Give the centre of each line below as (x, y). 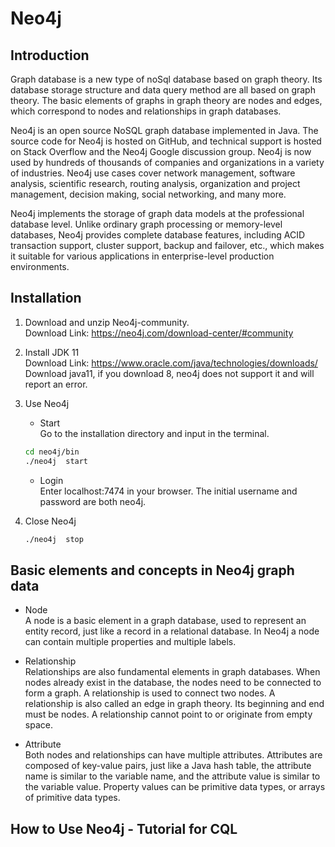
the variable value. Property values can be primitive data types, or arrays (175, 787)
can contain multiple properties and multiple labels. (130, 642)
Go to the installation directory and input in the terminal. (154, 433)
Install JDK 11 (52, 352)
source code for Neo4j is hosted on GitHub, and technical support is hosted (166, 141)
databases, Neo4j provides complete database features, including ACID (157, 235)
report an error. (56, 384)
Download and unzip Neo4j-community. (107, 322)
